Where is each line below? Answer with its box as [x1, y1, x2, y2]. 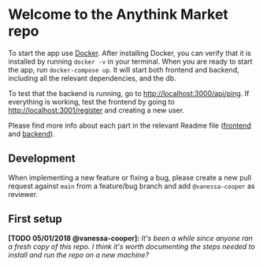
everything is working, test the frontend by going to [8, 97, 175, 106]
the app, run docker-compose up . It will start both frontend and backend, [8, 65, 239, 74]
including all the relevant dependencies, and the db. [8, 73, 176, 83]
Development [8, 152, 76, 165]
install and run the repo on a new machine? [8, 250, 150, 259]
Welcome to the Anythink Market [8, 6, 228, 24]
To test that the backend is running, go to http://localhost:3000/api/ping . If [8, 88, 250, 98]
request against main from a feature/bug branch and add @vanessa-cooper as [8, 181, 255, 191]
